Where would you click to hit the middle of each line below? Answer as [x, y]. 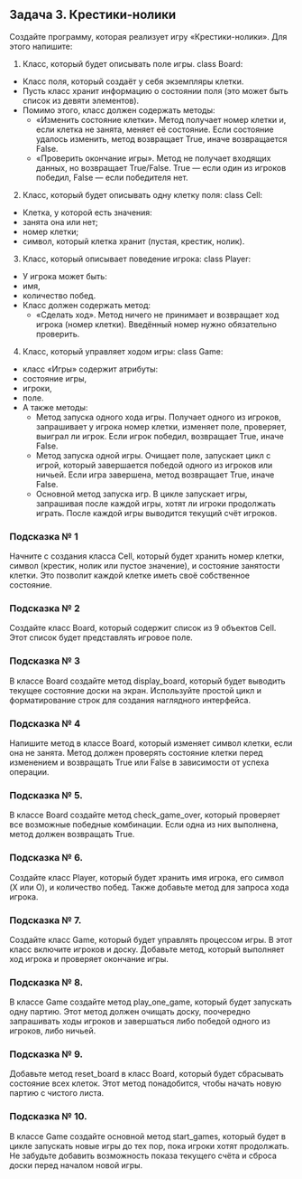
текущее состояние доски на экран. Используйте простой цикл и [135, 690]
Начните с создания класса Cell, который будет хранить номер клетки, [147, 556]
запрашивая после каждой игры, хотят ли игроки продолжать [156, 503]
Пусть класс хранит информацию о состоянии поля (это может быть [155, 90]
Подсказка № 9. [46, 1054]
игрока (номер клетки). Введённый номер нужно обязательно [156, 324]
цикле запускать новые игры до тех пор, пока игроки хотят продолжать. [150, 1146]
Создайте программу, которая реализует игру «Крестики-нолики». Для [148, 36]
